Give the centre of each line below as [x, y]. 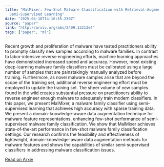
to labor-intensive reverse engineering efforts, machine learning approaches [82, 56]
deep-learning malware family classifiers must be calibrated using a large [79, 67]
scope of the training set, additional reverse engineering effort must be [76, 83]
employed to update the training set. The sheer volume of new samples [77, 88]
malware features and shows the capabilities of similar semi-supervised [77, 145]
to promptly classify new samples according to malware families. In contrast [82, 51]
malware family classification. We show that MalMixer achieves [92, 124]
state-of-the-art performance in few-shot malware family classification [76, 129]
